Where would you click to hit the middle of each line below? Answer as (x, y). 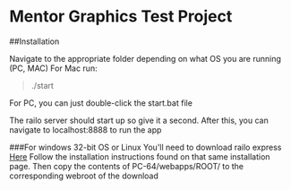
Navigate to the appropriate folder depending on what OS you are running (145, 58)
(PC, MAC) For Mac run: (53, 68)
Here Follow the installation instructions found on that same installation (140, 156)
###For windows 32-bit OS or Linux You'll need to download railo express (145, 147)
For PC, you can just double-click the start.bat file (101, 103)
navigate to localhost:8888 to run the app (86, 130)
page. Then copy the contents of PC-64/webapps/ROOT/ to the (127, 166)
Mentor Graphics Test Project (121, 17)
